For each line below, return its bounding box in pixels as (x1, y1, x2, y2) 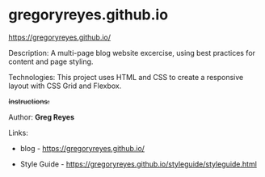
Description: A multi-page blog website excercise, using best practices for (8, 48, 256, 57)
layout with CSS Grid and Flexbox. (8, 81, 122, 91)
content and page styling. (8, 57, 94, 66)
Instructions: (8, 96, 50, 106)
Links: (8, 128, 28, 137)
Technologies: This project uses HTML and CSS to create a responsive (8, 72, 244, 82)
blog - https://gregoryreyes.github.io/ (19, 143, 145, 153)
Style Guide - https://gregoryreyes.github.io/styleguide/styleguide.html (19, 159, 257, 169)
